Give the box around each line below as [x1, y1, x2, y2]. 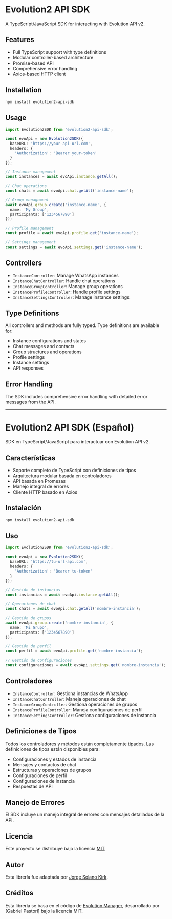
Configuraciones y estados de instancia [12, 756, 97, 762]
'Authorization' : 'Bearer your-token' [14, 150, 97, 156]
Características [5, 454, 56, 462]
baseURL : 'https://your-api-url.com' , [10, 141, 93, 146]
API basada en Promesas [12, 478, 66, 484]
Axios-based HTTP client [12, 71, 66, 77]
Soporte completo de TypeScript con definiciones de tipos [12, 467, 137, 473]
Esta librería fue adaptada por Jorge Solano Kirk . [5, 874, 109, 880]
